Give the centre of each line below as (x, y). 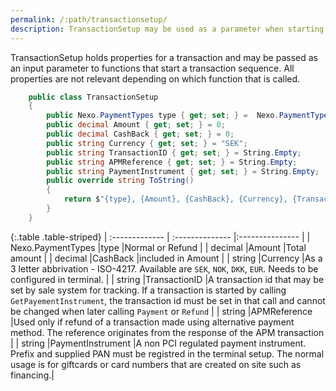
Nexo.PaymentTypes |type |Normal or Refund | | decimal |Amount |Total (158, 247)
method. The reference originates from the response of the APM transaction (167, 332)
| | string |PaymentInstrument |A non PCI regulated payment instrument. (158, 343)
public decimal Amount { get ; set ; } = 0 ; (136, 125)
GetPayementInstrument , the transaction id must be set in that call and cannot (168, 300)
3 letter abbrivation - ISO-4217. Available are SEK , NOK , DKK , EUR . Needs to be (164, 268)
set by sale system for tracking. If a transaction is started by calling (148, 290)
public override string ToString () (120, 181)
